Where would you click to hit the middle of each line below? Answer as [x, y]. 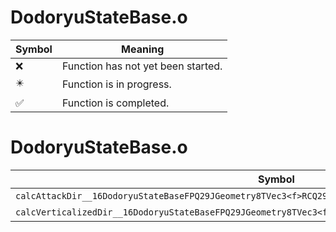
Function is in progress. [116, 84]
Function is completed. [115, 103]
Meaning [143, 49]
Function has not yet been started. [142, 66]
